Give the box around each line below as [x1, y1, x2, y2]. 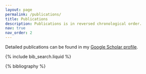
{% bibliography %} [5, 63, 46, 69]
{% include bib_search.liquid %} [5, 54, 71, 60]
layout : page [5, 7, 32, 12]
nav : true [5, 26, 26, 31]
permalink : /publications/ [5, 12, 61, 17]
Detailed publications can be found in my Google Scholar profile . [5, 44, 138, 50]
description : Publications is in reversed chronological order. [5, 21, 142, 26]
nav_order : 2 [5, 30, 32, 35]
